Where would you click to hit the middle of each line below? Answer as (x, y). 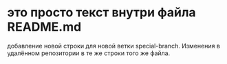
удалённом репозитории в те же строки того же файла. (89, 53)
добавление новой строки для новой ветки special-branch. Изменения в (113, 46)
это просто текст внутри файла (101, 13)
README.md (44, 27)
